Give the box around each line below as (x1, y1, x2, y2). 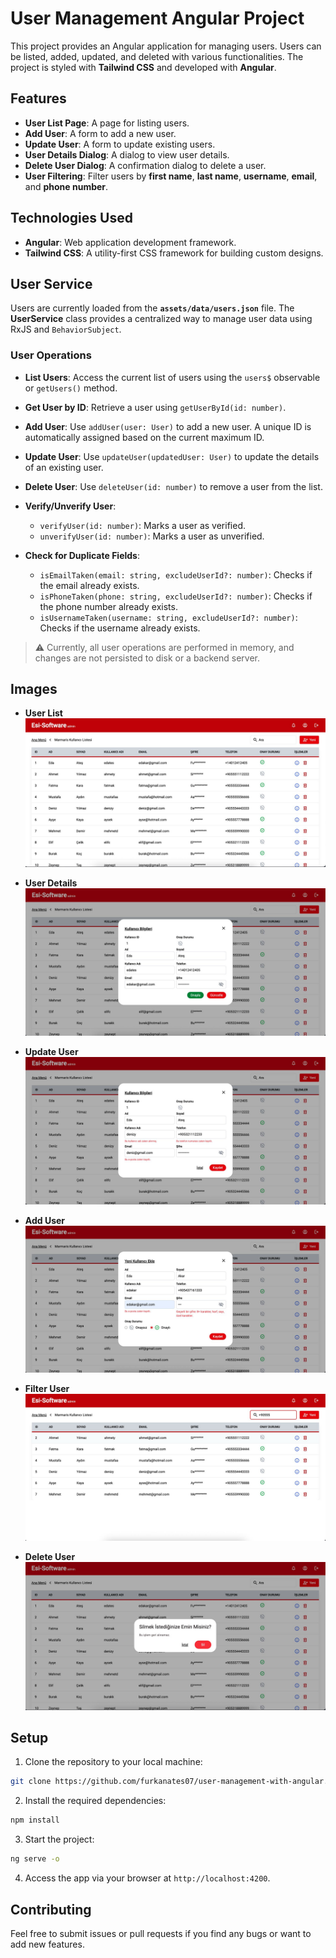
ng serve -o (10, 1854, 60, 1864)
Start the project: (24, 1833, 95, 1846)
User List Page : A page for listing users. (24, 117, 190, 129)
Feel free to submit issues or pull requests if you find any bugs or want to (10, 1927, 312, 1939)
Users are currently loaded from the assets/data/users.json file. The (10, 302, 295, 314)
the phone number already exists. (39, 600, 178, 612)
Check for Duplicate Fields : (24, 549, 140, 561)
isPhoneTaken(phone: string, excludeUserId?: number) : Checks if (39, 590, 313, 602)
